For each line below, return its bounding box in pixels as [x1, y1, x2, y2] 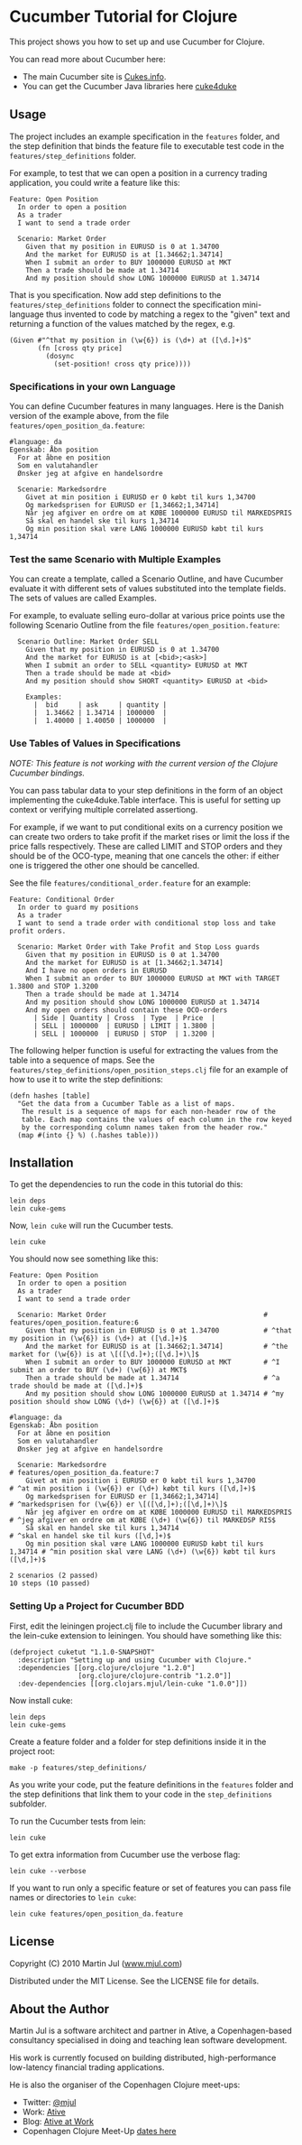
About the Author [9, 2001, 110, 2017]
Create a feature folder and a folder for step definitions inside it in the [9, 1736, 267, 1747]
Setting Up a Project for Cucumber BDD [9, 1600, 185, 1612]
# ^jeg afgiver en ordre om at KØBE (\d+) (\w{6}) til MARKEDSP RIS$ [9, 1516, 277, 1525]
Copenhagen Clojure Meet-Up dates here [22, 2126, 177, 2137]
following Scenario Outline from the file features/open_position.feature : [9, 620, 280, 631]
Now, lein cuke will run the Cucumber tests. [9, 1221, 174, 1231]
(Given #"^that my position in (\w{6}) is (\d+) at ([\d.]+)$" [9, 336, 252, 345]
